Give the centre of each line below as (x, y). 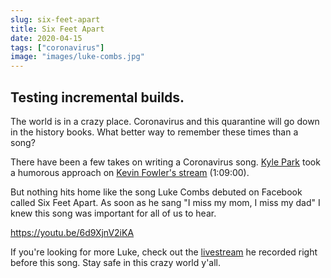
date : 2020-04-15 (46, 38)
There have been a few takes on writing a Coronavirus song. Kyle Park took (165, 162)
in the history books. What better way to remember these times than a (154, 132)
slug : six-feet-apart (55, 19)
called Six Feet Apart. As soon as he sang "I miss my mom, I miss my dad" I (165, 202)
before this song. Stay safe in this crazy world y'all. (116, 262)
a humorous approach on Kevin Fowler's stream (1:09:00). (130, 172)
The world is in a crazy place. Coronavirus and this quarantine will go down (165, 121)
